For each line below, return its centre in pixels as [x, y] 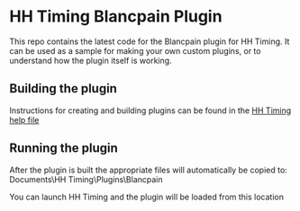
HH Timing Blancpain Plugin [116, 17]
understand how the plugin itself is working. [91, 60]
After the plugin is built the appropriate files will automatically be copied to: [149, 170]
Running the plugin [64, 149]
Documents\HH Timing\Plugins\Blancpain [86, 179]
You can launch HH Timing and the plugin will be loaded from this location [146, 197]
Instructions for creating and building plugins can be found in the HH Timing [150, 110]
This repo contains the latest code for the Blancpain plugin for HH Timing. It [150, 41]
